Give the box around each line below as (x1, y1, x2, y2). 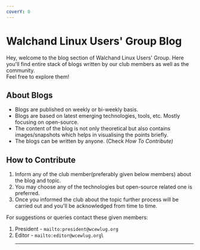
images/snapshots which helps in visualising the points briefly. (14, 132, 168, 139)
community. (6, 67, 35, 74)
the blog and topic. (14, 177, 61, 185)
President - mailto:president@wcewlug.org (14, 226, 119, 233)
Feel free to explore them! (6, 73, 70, 80)
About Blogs (6, 90, 54, 100)
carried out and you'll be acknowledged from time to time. (14, 202, 158, 210)
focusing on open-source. (14, 118, 79, 126)
